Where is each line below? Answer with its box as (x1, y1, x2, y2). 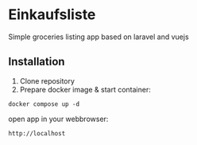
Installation (8, 55, 65, 69)
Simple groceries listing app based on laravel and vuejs (8, 32, 189, 41)
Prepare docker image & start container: (19, 84, 151, 94)
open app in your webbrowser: (8, 114, 109, 123)
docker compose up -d (8, 100, 80, 108)
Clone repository (19, 76, 75, 85)
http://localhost (8, 129, 66, 137)
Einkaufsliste (8, 6, 96, 24)
